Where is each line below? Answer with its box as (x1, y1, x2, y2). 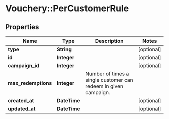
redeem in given (85, 83, 123, 90)
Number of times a (85, 70, 129, 77)
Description (95, 38, 124, 44)
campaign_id (8, 62, 39, 69)
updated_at (8, 105, 36, 112)
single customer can (85, 77, 133, 83)
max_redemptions (8, 80, 52, 86)
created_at (8, 97, 34, 104)
